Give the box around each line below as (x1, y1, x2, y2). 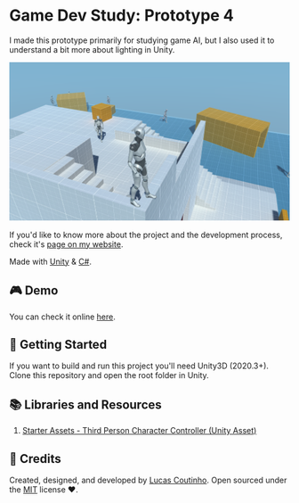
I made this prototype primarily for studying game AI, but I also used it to (9, 35, 275, 45)
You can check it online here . (9, 311, 116, 322)
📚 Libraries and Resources (9, 397, 162, 412)
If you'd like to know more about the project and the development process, (9, 229, 283, 240)
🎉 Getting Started (9, 336, 108, 352)
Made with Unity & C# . (9, 256, 92, 267)
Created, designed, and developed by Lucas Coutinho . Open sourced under (9, 474, 287, 485)
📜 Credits (9, 451, 62, 466)
